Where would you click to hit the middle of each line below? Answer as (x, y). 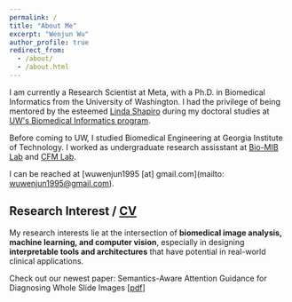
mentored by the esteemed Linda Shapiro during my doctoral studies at (139, 111)
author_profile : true (49, 42)
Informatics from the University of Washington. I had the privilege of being (145, 101)
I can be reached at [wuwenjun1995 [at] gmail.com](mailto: (117, 173)
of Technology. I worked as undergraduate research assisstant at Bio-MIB (144, 147)
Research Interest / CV (73, 211)
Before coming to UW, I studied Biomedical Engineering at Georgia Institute (146, 138)
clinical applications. (47, 261)
